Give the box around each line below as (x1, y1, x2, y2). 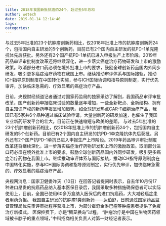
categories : (5, 26, 30, 31)
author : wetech (5, 12, 37, 17)
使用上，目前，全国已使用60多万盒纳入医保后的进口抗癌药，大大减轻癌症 (5, 191, 154, 197)
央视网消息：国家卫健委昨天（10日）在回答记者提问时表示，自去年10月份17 (5, 179, 157, 184)
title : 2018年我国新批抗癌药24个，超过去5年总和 (5, 7, 95, 12)
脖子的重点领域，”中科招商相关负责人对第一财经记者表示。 (18, 216, 135, 222)
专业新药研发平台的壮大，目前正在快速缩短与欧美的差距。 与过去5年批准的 (5, 118, 157, 124)
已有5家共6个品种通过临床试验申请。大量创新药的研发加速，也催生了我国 (9, 112, 158, 118)
